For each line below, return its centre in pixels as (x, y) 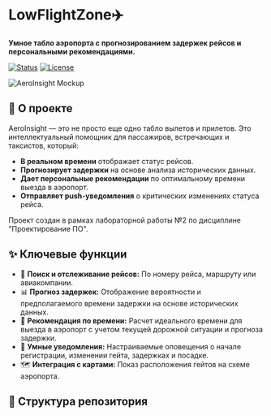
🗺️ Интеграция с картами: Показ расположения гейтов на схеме (135, 364)
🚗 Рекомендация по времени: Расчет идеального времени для (131, 320)
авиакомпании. (47, 282)
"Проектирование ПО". (48, 228)
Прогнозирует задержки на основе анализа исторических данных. (138, 170)
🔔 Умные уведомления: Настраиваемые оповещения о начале (131, 346)
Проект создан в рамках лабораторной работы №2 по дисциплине (125, 220)
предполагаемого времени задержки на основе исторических (129, 303)
